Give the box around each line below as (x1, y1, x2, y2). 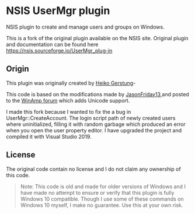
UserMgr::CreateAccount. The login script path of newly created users (6, 114, 176, 121)
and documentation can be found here (6, 41, 99, 48)
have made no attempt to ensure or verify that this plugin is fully (20, 189, 175, 196)
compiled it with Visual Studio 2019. (6, 133, 92, 140)
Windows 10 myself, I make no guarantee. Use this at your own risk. (20, 201, 183, 208)
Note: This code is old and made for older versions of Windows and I (20, 183, 186, 190)
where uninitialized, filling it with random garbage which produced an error (6, 121, 186, 128)
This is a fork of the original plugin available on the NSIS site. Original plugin (6, 34, 189, 41)
